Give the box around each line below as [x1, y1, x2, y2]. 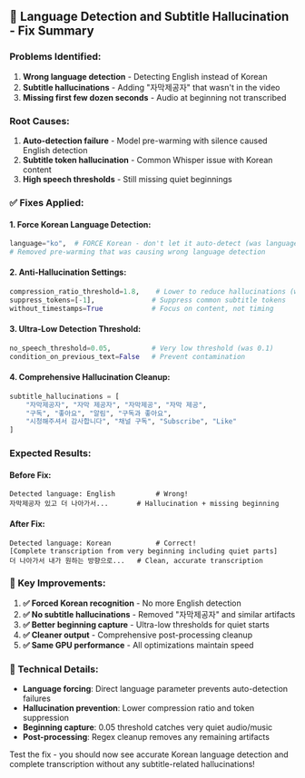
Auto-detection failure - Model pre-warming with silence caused [22, 135, 268, 146]
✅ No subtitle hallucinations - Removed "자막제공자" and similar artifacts [22, 608, 296, 619]
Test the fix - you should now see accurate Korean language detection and [9, 749, 289, 760]
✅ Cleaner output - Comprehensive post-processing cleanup [22, 629, 252, 640]
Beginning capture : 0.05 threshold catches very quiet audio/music [22, 722, 273, 733]
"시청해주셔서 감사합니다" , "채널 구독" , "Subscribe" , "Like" [25, 417, 238, 426]
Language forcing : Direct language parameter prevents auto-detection [22, 684, 289, 695]
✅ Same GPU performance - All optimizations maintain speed [22, 639, 254, 650]
